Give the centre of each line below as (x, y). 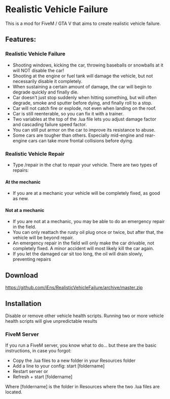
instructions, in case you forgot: (39, 351)
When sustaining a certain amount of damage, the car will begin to (82, 86)
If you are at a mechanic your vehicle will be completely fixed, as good (86, 193)
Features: (21, 39)
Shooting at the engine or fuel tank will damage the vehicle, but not (83, 76)
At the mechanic (23, 182)
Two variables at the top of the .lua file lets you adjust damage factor (84, 119)
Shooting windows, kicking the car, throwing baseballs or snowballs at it (88, 65)
